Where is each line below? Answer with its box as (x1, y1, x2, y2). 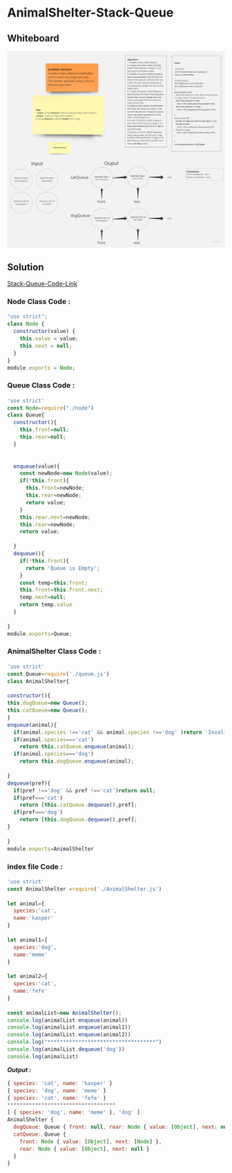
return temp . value (19, 601, 72, 609)
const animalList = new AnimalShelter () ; (7, 1009, 122, 1016)
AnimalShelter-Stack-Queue (7, 5, 174, 21)
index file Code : (7, 861, 64, 871)
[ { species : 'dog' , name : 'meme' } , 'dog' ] (7, 1109, 140, 1116)
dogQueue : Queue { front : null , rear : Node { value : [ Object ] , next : (13, 1124, 218, 1131)
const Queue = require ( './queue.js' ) (7, 670, 110, 678)
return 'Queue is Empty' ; (25, 564, 100, 571)
